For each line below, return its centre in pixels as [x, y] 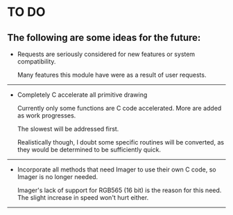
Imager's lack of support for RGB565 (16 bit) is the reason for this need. [119, 190]
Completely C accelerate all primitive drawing [82, 95]
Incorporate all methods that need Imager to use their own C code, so [116, 169]
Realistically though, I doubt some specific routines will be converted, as [120, 142]
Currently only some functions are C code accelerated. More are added [119, 108]
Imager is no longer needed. [58, 177]
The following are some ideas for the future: [104, 38]
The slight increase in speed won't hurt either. [83, 197]
